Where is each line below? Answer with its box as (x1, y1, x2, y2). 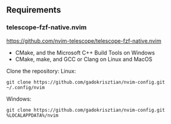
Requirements (6, 5, 61, 15)
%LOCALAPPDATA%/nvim (6, 112, 59, 119)
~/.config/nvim (6, 84, 45, 90)
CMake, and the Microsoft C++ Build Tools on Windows (15, 49, 155, 56)
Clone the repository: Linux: (6, 67, 76, 75)
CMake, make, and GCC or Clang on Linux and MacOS (15, 55, 153, 63)
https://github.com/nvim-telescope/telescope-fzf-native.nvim (6, 37, 162, 45)
